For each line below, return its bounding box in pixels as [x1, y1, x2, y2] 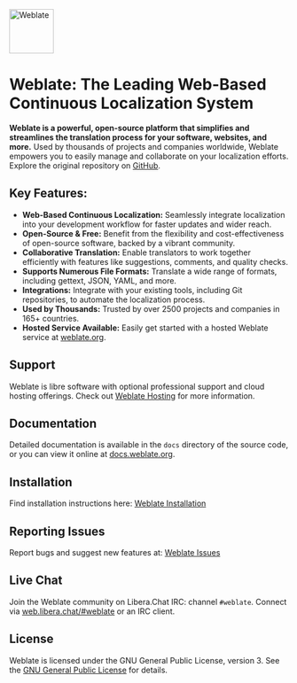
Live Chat [9, 573, 63, 588]
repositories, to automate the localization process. [21, 294, 206, 305]
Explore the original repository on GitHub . [9, 159, 161, 171]
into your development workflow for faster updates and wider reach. [21, 219, 272, 229]
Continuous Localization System [9, 93, 254, 113]
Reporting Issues [9, 524, 106, 539]
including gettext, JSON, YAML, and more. [21, 275, 177, 286]
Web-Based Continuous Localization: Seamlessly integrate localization [21, 209, 285, 220]
